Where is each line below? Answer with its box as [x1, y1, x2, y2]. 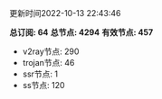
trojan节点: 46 [22, 58, 75, 67]
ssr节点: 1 [22, 68, 59, 79]
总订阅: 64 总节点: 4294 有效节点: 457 [9, 27, 154, 38]
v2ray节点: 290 [22, 46, 80, 57]
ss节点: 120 [22, 80, 65, 90]
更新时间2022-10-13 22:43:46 [9, 8, 121, 18]
